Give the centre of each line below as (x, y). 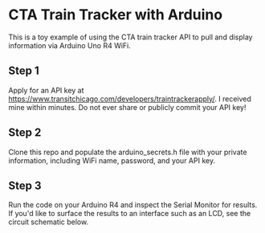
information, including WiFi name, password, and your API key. (112, 160)
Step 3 (25, 185)
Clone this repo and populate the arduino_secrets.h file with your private (128, 152)
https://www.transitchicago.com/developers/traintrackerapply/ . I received (130, 99)
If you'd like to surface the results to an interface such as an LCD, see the (130, 214)
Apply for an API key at (46, 90)
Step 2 (25, 133)
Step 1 (24, 71)
